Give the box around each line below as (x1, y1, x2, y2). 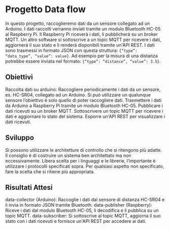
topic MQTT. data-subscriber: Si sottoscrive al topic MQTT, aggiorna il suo (5, 213, 161, 219)
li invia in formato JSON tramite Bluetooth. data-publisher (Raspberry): (5, 202, 152, 208)
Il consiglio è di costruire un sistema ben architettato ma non (5, 152, 131, 158)
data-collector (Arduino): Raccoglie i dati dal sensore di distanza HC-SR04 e (5, 197, 165, 203)
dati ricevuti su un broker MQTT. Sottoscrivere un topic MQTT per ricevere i (5, 108, 163, 114)
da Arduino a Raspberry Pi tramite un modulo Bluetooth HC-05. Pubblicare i (5, 103, 163, 109)
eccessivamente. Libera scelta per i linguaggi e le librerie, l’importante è (5, 157, 156, 163)
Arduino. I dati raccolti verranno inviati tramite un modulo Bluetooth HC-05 (5, 25, 161, 31)
